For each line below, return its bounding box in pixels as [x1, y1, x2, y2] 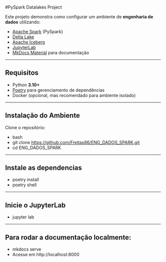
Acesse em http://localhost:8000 [12, 252, 80, 258]
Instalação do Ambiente [5, 111, 80, 120]
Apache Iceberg [12, 39, 45, 45]
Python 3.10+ [12, 82, 40, 88]
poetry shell [12, 182, 37, 188]
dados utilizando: [5, 19, 41, 25]
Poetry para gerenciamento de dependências [12, 87, 105, 93]
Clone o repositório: [5, 124, 45, 130]
